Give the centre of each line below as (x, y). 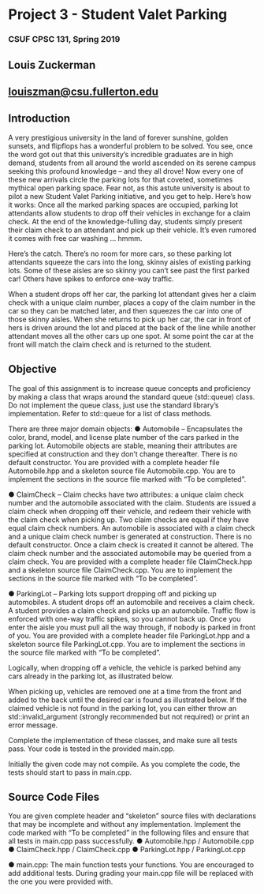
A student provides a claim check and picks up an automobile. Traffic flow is (132, 610)
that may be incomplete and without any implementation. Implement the (125, 825)
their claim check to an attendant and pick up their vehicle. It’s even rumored (132, 230)
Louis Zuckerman (52, 65)
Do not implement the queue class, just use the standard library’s (113, 405)
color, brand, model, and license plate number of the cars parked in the (124, 437)
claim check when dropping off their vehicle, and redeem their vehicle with (130, 511)
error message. (33, 725)
